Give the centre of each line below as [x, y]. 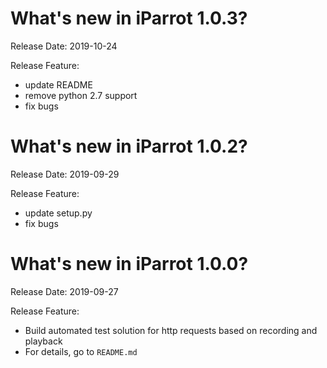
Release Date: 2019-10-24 [64, 46]
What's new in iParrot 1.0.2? [129, 146]
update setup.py [58, 213]
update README [58, 84]
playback [43, 341]
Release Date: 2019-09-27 [64, 291]
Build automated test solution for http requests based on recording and [171, 330]
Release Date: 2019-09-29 [65, 174]
